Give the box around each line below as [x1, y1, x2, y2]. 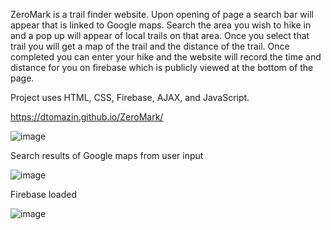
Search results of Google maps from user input [10, 150, 204, 161]
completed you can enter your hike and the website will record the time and [10, 51, 322, 63]
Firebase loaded [10, 189, 78, 200]
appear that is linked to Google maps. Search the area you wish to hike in [10, 19, 312, 31]
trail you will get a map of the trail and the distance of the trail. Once [10, 40, 290, 52]
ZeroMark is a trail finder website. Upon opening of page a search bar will [10, 9, 315, 20]
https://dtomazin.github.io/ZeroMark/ [10, 111, 164, 123]
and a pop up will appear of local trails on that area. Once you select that [10, 30, 310, 41]
